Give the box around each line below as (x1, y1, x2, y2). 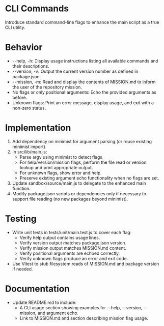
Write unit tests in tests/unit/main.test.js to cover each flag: (12, 229, 132, 235)
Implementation (5, 122, 71, 133)
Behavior (5, 42, 43, 53)
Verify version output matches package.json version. (19, 239, 127, 246)
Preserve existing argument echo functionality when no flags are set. (19, 175, 160, 181)
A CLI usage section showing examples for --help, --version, (19, 304, 142, 310)
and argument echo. (37, 310, 79, 316)
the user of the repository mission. (12, 84, 82, 90)
